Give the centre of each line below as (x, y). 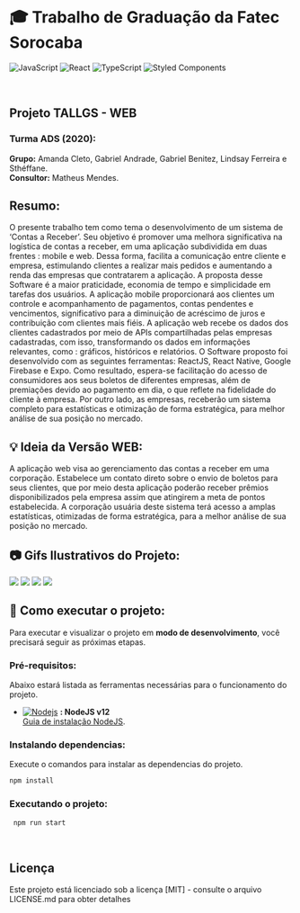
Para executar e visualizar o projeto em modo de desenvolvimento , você (145, 632)
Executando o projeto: (58, 804)
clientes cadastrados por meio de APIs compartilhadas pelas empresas (141, 333)
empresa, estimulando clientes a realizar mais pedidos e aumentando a (141, 265)
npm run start (40, 823)
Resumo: (35, 206)
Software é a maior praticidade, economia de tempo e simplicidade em (140, 285)
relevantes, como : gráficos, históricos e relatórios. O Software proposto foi (149, 352)
